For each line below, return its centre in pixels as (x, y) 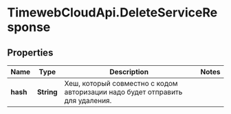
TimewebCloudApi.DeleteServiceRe (112, 13)
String (47, 92)
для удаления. (88, 101)
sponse (29, 27)
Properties (30, 53)
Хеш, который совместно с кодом (121, 83)
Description (129, 72)
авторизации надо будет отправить (123, 92)
